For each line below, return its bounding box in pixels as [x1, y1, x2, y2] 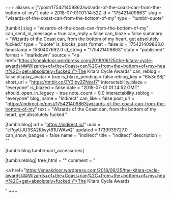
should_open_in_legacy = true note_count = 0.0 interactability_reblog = [5, 90, 154, 96]
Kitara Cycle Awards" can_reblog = [87, 68, 161, 74]
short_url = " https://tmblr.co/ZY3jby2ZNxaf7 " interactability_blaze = [5, 79, 147, 85]
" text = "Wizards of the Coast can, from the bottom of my [35, 106, 157, 112]
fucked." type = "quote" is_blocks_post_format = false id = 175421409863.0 [5, 41, 164, 47]
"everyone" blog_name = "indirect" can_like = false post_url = [5, 95, 135, 101]
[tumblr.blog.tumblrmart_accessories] [5, 148, 84, 153]
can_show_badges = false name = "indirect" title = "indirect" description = [5, 132, 161, 138]
